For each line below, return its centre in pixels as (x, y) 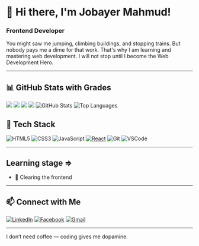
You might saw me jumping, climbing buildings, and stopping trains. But (93, 43)
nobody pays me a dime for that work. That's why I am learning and (89, 50)
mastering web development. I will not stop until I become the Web (87, 56)
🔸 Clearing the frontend (43, 177)
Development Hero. (30, 62)
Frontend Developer (36, 31)
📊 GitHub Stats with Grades (59, 88)
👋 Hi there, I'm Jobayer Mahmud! (89, 12)
